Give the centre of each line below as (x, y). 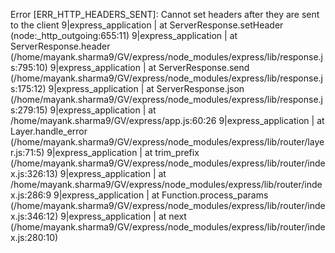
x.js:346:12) (34, 216)
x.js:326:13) (34, 173)
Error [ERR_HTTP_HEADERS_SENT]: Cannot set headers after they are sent (165, 14)
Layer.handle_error (49, 131)
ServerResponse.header (60, 46)
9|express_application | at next (123, 216)
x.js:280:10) (34, 237)
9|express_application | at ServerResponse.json (146, 88)
